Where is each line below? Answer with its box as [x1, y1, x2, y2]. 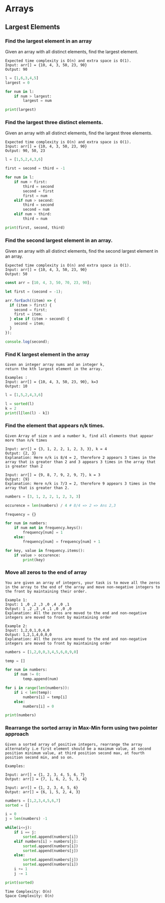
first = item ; [14, 312, 43, 317]
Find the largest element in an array [5, 38, 92, 45]
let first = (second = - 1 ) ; [5, 289, 63, 294]
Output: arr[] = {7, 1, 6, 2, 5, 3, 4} [5, 776, 87, 781]
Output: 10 [5, 384, 28, 389]
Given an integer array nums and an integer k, [5, 362, 105, 367]
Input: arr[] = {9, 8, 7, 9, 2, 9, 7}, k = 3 [5, 472, 100, 477]
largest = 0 [5, 80, 30, 85]
